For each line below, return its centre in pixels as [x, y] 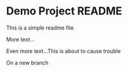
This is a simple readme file [40, 28]
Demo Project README [64, 11]
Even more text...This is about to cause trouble [63, 51]
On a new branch [28, 63]
